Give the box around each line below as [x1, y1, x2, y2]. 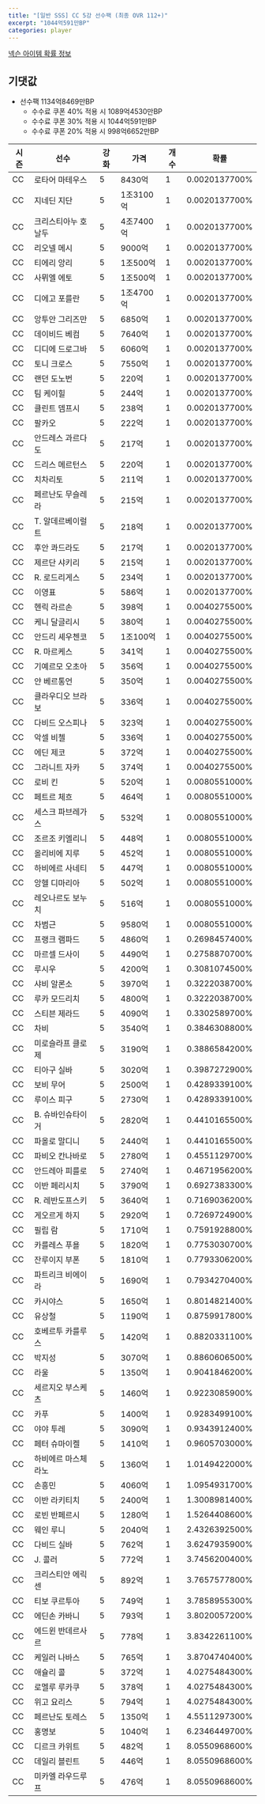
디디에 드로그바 [34, 343, 88, 354]
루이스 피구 [34, 1094, 73, 1105]
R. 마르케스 [34, 646, 73, 658]
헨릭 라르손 [34, 602, 73, 613]
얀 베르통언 [34, 676, 73, 687]
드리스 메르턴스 [34, 460, 88, 471]
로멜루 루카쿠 [34, 1682, 80, 1693]
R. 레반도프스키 [34, 1196, 88, 1207]
